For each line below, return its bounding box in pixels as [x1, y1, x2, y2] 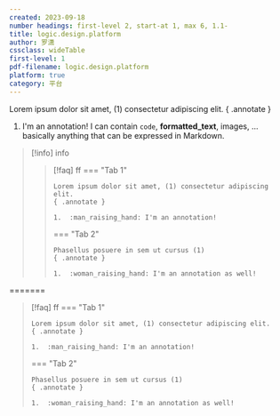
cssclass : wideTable [9, 46, 86, 55]
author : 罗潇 [9, 37, 55, 47]
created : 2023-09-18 [9, 12, 86, 22]
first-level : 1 [9, 54, 66, 63]
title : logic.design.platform [9, 29, 122, 38]
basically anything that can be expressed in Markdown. [21, 130, 225, 140]
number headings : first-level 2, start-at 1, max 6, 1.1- [9, 21, 228, 30]
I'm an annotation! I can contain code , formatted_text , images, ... [21, 121, 260, 132]
